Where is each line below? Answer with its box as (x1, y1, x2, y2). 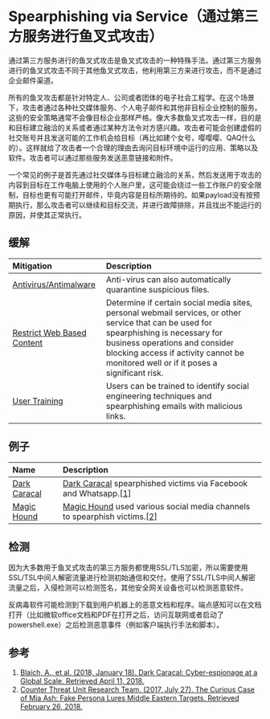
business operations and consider (105, 337, 235, 348)
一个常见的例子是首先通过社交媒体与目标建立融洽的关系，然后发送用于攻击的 (8, 170, 262, 179)
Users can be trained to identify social (105, 380, 249, 391)
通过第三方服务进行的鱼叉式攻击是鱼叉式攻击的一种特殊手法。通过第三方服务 (8, 55, 262, 65)
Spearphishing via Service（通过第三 (8, 7, 259, 26)
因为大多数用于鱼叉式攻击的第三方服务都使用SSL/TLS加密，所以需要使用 (8, 563, 248, 573)
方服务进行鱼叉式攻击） (8, 27, 164, 46)
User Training (12, 395, 63, 406)
